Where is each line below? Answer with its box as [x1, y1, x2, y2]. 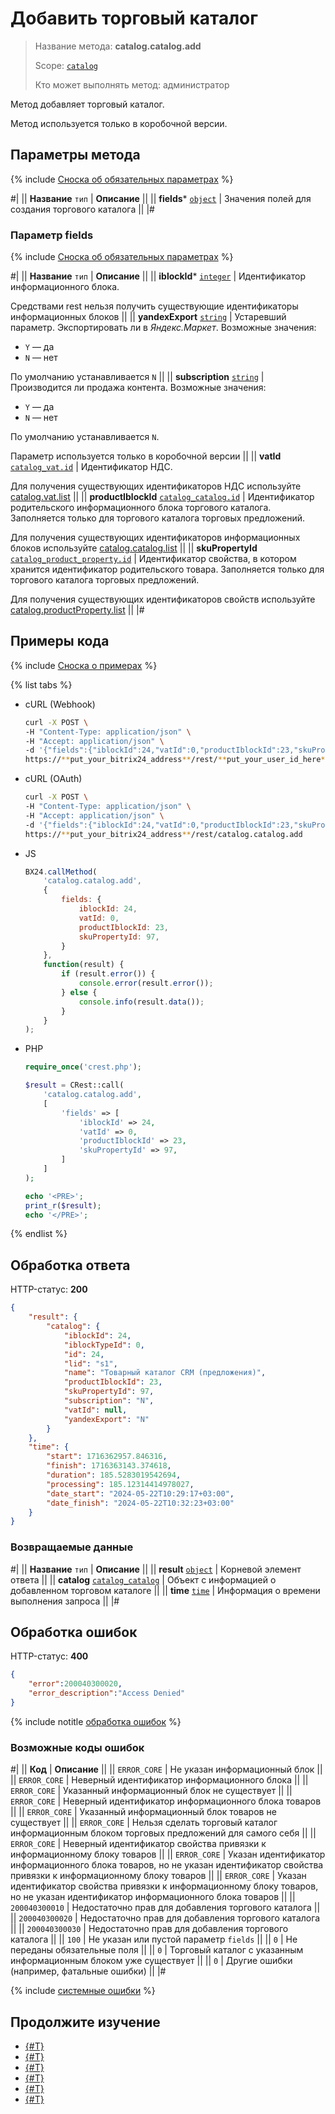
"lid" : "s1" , [63, 1358, 118, 1369]
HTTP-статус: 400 [10, 1650, 89, 1662]
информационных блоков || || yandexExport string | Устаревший [10, 311, 287, 323]
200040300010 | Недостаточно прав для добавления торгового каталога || [10, 1902, 321, 1914]
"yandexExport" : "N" [63, 1414, 150, 1424]
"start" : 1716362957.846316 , [46, 1452, 168, 1462]
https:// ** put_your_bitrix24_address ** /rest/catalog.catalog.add [24, 829, 303, 839]
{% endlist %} [10, 1228, 68, 1240]
